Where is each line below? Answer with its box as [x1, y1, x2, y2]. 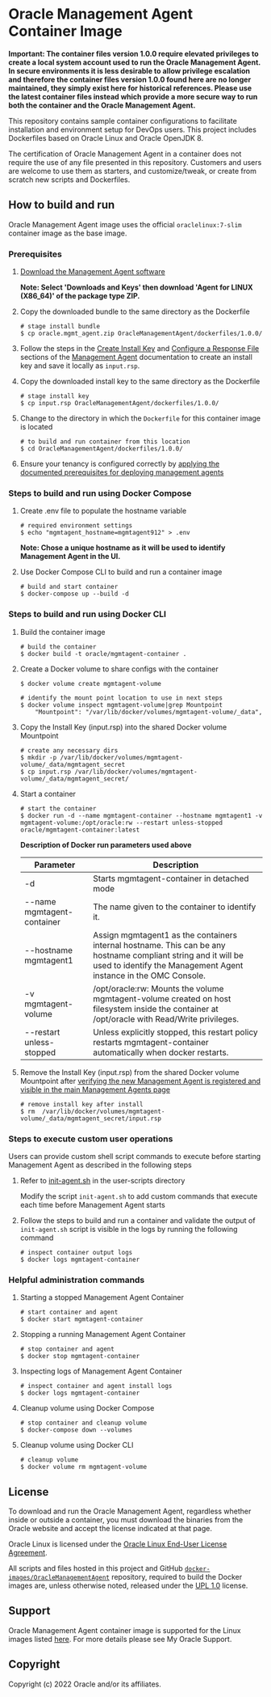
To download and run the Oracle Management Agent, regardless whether [8, 1506, 252, 1517]
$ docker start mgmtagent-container [19, 1315, 144, 1323]
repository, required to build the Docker [111, 1572, 243, 1582]
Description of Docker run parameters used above [19, 840, 192, 849]
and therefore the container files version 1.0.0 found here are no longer [8, 74, 252, 84]
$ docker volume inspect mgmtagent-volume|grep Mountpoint [19, 700, 223, 709]
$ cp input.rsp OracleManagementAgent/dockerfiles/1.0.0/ [19, 400, 219, 408]
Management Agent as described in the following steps [8, 1160, 192, 1170]
